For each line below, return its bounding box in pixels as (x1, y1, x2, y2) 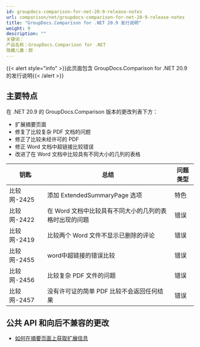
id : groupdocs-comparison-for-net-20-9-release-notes (6, 8, 143, 15)
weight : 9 (6, 25, 31, 32)
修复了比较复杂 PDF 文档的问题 (14, 128, 91, 135)
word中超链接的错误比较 (47, 251, 115, 260)
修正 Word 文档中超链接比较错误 (14, 143, 94, 150)
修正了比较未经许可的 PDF (14, 135, 79, 143)
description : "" (6, 31, 46, 37)
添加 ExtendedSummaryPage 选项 (47, 191, 142, 199)
